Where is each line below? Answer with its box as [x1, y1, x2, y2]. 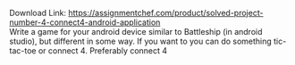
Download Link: [9, 8, 67, 18]
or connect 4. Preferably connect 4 [38, 45, 168, 56]
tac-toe [9, 45, 37, 56]
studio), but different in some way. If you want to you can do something [9, 36, 273, 46]
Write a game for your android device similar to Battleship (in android [9, 27, 263, 37]
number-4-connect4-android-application [9, 17, 161, 28]
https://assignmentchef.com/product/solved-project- [68, 8, 264, 18]
